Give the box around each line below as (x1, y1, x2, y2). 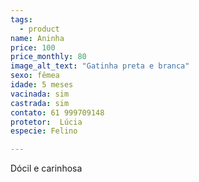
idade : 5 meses (10, 80, 74, 90)
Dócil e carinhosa (10, 162, 83, 175)
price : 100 (10, 42, 56, 53)
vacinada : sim (10, 89, 70, 99)
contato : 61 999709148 (10, 107, 105, 118)
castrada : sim (10, 98, 70, 108)
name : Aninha (10, 33, 65, 43)
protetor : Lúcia (10, 117, 83, 127)
